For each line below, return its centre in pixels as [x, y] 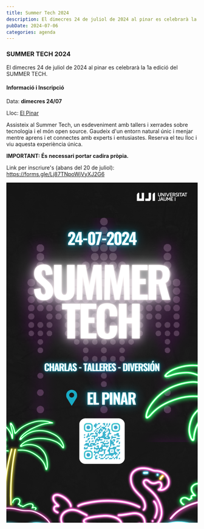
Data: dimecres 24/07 [34, 101]
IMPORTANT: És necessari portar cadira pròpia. [67, 155]
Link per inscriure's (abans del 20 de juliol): [60, 168]
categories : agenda [31, 32]
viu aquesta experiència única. [45, 144]
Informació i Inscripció [35, 87]
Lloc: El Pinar [23, 113]
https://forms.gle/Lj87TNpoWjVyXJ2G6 [56, 174]
